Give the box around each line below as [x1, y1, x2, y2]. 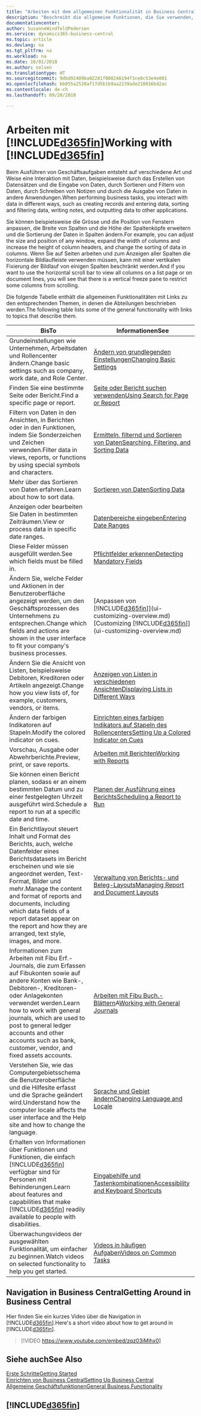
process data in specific [9, 524, 77, 533]
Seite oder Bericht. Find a [9, 391, 79, 399]
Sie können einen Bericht [9, 770, 80, 778]
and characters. [9, 468, 54, 476]
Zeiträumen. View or [9, 517, 65, 526]
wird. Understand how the [9, 1098, 81, 1106]
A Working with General [115, 999, 181, 1007]
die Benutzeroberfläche [9, 1076, 76, 1084]
